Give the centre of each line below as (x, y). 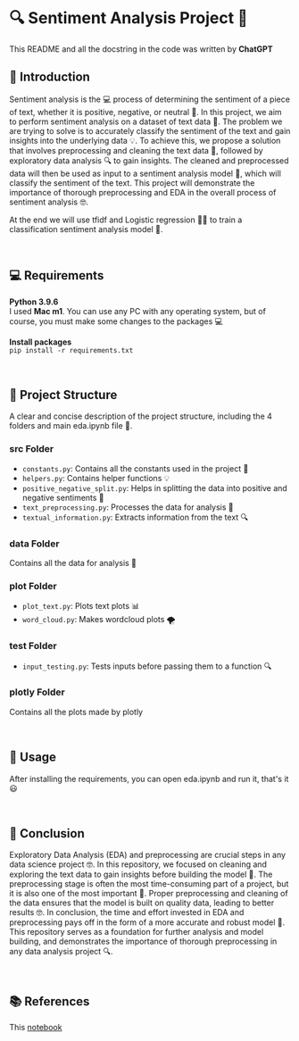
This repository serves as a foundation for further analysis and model (137, 932)
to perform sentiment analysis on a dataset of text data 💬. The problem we (146, 121)
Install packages (41, 342)
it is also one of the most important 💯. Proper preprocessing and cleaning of (149, 894)
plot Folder (33, 586)
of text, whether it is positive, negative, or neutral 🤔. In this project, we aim (146, 112)
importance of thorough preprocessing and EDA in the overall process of (143, 192)
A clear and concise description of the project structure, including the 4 (141, 416)
